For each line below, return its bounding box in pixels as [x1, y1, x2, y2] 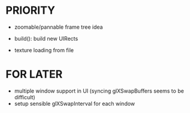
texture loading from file [14, 46, 74, 54]
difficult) [14, 93, 35, 100]
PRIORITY [5, 4, 55, 17]
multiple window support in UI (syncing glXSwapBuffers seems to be [14, 87, 184, 94]
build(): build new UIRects [14, 35, 79, 42]
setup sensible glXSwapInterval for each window [14, 100, 135, 107]
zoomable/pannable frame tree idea [14, 23, 103, 30]
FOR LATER [5, 68, 63, 81]
